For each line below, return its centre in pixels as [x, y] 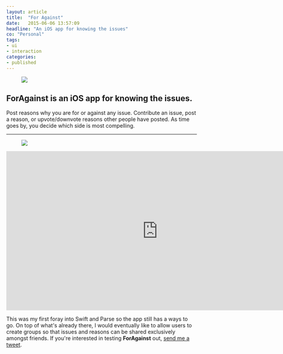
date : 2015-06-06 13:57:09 [43, 23]
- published [21, 62]
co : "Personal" [25, 34]
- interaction [24, 51]
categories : [21, 57]
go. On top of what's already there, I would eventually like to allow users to [99, 326]
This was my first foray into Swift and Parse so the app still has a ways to [97, 319]
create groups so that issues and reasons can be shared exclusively [91, 332]
